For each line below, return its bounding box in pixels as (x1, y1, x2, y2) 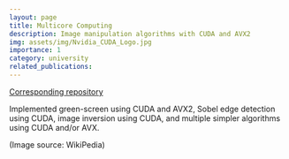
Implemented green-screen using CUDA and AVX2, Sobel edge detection (9, 103, 276, 114)
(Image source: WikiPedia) (9, 139, 106, 150)
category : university (9, 54, 89, 63)
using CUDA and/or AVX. (9, 122, 100, 132)
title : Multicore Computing (9, 21, 113, 30)
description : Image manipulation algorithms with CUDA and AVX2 (9, 29, 251, 38)
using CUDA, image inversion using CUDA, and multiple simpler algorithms (9, 112, 281, 124)
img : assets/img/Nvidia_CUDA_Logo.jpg (9, 37, 152, 47)
